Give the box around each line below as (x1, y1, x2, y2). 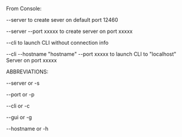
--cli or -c (6, 102, 30, 109)
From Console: (6, 5, 42, 12)
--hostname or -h (6, 125, 49, 132)
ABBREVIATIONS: (6, 68, 49, 75)
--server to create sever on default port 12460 (6, 16, 118, 23)
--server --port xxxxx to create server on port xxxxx (6, 28, 133, 35)
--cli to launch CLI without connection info (6, 39, 109, 46)
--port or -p (6, 91, 35, 98)
